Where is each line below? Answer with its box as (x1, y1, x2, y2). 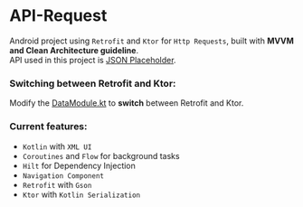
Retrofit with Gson (22, 179, 92, 190)
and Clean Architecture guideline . (9, 44, 138, 55)
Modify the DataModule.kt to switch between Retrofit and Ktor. (9, 98, 244, 108)
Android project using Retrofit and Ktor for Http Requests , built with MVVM (9, 35, 294, 46)
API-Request (9, 5, 108, 26)
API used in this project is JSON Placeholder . (9, 54, 176, 65)
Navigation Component (22, 171, 104, 181)
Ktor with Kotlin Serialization (22, 189, 141, 200)
